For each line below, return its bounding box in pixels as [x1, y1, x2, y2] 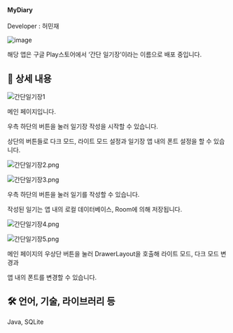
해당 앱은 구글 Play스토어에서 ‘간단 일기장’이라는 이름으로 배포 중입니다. [7, 50, 202, 59]
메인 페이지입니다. [7, 108, 57, 116]
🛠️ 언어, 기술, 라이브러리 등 [7, 295, 115, 307]
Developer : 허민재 [7, 22, 59, 31]
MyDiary [7, 6, 34, 14]
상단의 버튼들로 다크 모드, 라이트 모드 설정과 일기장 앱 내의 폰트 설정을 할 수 [7, 137, 212, 146]
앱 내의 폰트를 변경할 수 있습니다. [7, 273, 97, 282]
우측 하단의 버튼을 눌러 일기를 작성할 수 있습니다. [7, 191, 140, 199]
